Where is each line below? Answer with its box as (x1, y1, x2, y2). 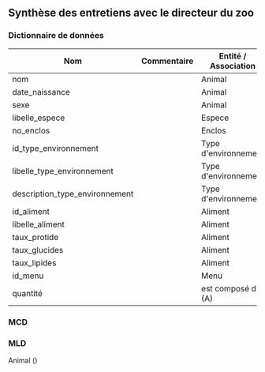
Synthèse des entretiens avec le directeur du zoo (8, 6, 255, 20)
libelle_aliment (12, 219, 65, 230)
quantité (12, 287, 43, 299)
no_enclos (12, 125, 50, 136)
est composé (200, 283, 250, 294)
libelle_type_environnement (12, 165, 114, 176)
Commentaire (141, 55, 194, 66)
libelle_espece (12, 112, 65, 123)
